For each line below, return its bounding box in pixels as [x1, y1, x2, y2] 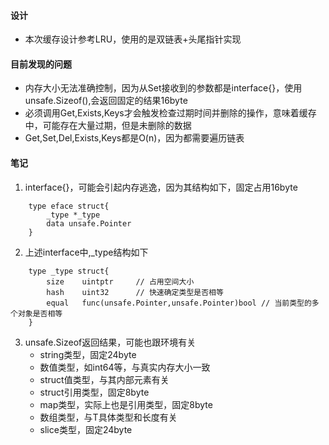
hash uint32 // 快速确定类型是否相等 [46, 287, 224, 297]
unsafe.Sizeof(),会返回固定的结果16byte [24, 95, 188, 107]
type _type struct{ [28, 266, 110, 276]
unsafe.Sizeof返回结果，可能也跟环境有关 [24, 336, 197, 348]
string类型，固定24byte [39, 348, 137, 360]
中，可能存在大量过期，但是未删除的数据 [24, 120, 192, 132]
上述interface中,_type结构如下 [24, 246, 149, 258]
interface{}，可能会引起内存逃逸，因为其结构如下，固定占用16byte [24, 181, 298, 193]
